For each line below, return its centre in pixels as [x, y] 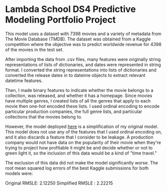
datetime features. [24, 80]
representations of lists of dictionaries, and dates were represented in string [83, 64]
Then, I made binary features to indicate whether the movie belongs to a [79, 90]
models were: [19, 173]
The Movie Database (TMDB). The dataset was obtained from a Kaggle [78, 39]
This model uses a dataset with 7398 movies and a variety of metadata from [83, 33]
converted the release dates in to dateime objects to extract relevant [75, 75]
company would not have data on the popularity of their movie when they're [83, 142]
